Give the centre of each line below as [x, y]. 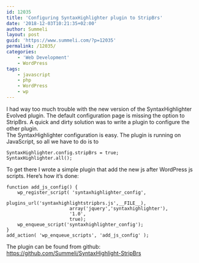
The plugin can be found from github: [54, 246]
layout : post [23, 35]
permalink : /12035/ [31, 46]
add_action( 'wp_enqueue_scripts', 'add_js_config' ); [78, 235]
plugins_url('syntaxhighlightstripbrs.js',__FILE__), [77, 203]
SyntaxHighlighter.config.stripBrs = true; [63, 153]
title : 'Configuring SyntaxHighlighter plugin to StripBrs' [85, 18]
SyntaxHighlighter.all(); [39, 158]
